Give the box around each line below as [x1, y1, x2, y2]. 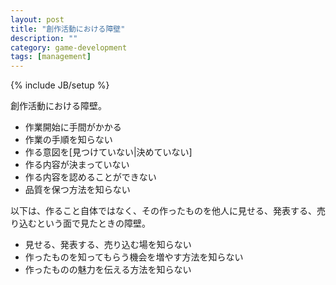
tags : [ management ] [10, 52, 92, 62]
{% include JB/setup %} [10, 79, 110, 91]
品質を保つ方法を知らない [24, 184, 131, 196]
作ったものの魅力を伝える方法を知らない [24, 264, 192, 276]
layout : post [10, 14, 65, 25]
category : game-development [10, 42, 128, 53]
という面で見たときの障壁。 [36, 217, 151, 230]
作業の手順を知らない [24, 134, 113, 146]
